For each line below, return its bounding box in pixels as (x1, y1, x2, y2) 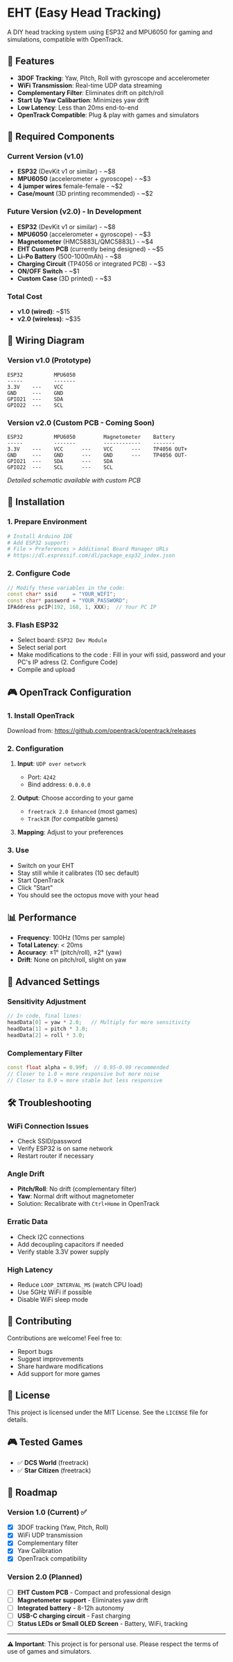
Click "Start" (17, 883, 53, 891)
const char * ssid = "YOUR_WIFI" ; (7, 591, 116, 598)
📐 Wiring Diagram (7, 335, 85, 346)
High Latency (7, 1265, 53, 1275)
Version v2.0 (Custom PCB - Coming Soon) (7, 418, 155, 428)
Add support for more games (17, 1369, 101, 1377)
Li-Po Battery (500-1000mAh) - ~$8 (17, 252, 122, 260)
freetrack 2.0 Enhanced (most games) (27, 807, 138, 816)
